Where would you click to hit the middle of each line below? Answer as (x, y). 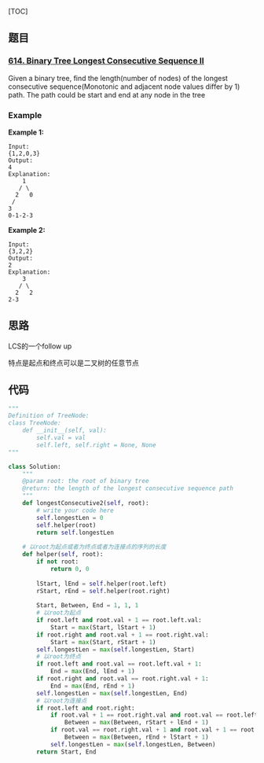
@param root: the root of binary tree (86, 481)
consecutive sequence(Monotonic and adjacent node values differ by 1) (124, 87)
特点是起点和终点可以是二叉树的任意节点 (73, 363)
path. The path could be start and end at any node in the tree (107, 94)
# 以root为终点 (59, 657)
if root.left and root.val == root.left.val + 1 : (119, 664)
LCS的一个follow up (40, 346)
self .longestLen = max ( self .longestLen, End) (112, 693)
